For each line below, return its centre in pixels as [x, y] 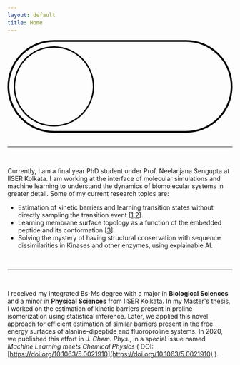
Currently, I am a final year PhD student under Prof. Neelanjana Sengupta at [119, 170]
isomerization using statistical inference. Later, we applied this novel [108, 316]
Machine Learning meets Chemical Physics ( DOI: [80, 346]
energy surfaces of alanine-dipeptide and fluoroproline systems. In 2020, [115, 331]
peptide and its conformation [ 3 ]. [66, 230]
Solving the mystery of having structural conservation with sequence [119, 237]
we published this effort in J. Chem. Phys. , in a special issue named [106, 339]
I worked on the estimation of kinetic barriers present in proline [100, 308]
